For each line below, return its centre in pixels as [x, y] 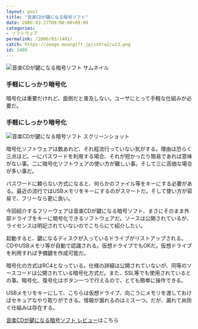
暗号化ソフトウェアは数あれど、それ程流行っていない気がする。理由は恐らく [99, 149]
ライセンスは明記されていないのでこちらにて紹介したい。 [76, 226]
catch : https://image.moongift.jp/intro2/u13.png [69, 45]
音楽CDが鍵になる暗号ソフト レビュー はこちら [63, 320]
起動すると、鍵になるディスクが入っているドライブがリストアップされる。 [96, 238]
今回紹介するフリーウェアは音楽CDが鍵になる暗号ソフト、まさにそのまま [95, 211]
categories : [21, 28]
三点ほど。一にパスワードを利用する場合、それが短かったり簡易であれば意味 [99, 157]
